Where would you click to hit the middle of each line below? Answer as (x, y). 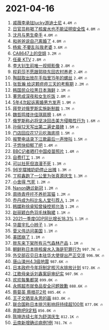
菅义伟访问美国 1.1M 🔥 (35, 231)
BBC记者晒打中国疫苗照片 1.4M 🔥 (46, 151)
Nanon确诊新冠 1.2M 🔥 (35, 188)
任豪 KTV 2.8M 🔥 (29, 59)
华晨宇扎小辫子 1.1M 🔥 (35, 224)
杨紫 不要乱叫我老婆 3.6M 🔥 (40, 47)
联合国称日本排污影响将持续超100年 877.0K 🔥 (58, 304)
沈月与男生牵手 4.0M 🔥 (35, 35)
